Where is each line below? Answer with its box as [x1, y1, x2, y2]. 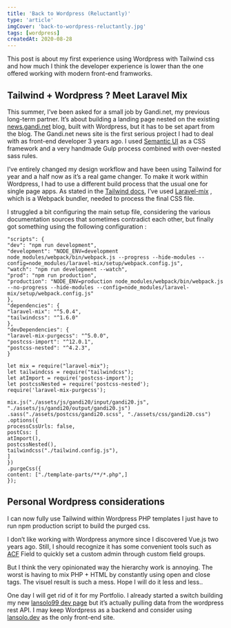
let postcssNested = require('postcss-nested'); [7, 380, 150, 387]
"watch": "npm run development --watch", [7, 266, 128, 273]
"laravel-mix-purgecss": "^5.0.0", [7, 332, 110, 339]
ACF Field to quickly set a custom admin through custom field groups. [7, 549, 205, 558]
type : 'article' [7, 17, 54, 23]
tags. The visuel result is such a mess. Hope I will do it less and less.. [7, 578, 203, 586]
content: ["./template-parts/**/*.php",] [7, 471, 128, 478]
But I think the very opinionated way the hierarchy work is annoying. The [7, 563, 213, 571]
